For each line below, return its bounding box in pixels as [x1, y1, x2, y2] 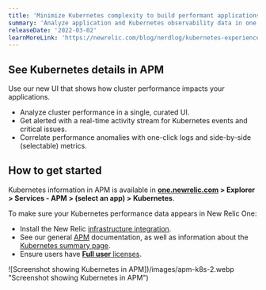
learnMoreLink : [8, 33, 59, 42]
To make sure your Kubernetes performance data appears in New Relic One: [8, 209, 257, 218]
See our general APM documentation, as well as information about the [19, 232, 249, 242]
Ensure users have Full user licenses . [19, 249, 142, 258]
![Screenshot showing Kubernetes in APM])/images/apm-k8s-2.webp [8, 264, 235, 273]
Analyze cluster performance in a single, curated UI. [19, 107, 190, 117]
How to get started [8, 164, 102, 178]
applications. [8, 92, 50, 102]
